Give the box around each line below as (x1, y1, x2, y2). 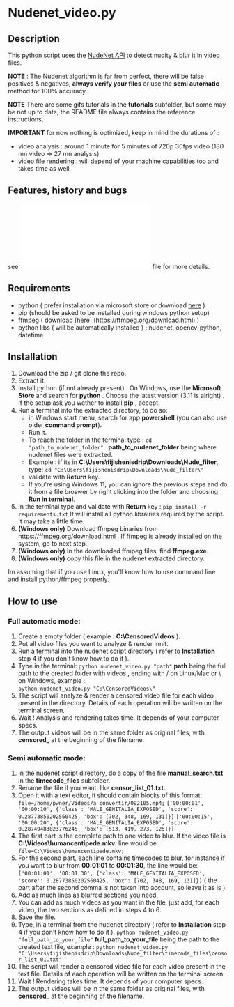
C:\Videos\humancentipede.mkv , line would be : (17, 839, 161, 847)
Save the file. (17, 913, 56, 921)
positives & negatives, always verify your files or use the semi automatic (8, 79, 220, 88)
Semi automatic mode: (8, 753, 86, 763)
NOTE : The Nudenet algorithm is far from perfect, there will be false (8, 72, 205, 80)
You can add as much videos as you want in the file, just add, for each (17, 898, 220, 907)
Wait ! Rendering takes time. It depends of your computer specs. (17, 977, 203, 985)
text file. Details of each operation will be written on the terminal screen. (17, 970, 225, 978)
